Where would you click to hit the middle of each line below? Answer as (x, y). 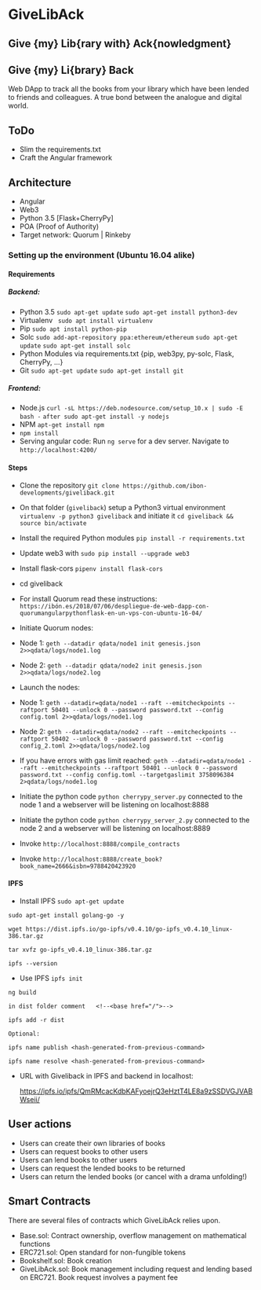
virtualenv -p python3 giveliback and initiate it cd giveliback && (126, 516)
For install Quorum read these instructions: (88, 598)
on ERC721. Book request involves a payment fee (99, 1277)
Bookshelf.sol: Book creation (65, 1260)
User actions (40, 1125)
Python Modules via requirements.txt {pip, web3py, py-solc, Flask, (127, 353)
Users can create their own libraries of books (92, 1143)
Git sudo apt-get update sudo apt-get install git (101, 370)
